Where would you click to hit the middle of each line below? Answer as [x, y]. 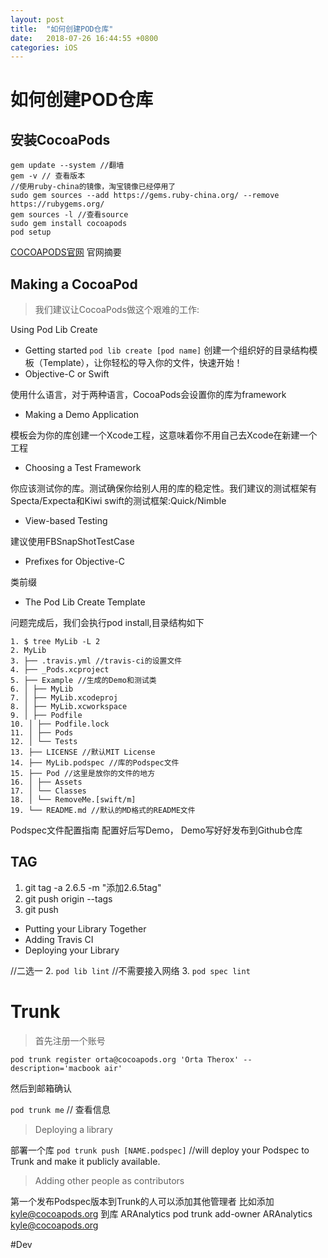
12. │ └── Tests [44, 742]
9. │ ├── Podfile [46, 716]
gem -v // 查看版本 [48, 176]
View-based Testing [66, 521]
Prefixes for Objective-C [74, 562]
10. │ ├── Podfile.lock [60, 724]
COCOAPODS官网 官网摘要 [66, 252]
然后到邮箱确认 [41, 1088]
